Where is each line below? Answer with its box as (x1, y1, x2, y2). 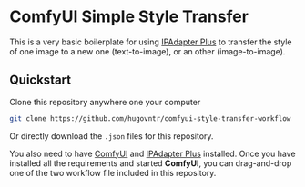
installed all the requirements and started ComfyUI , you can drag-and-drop (9, 157, 292, 169)
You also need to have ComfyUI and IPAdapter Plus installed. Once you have (9, 148, 296, 159)
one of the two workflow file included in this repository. (9, 167, 217, 178)
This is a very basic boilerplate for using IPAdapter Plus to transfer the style (9, 36, 292, 47)
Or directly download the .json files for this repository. (9, 130, 214, 142)
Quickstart (9, 73, 72, 88)
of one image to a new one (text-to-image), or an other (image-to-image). (9, 45, 286, 56)
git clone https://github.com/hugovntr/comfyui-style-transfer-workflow (9, 113, 291, 123)
